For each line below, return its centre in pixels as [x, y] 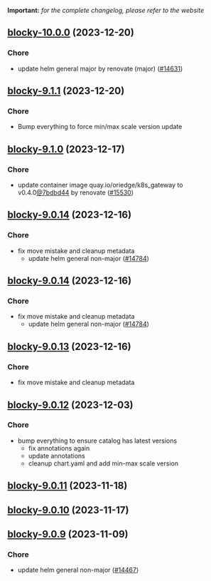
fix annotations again [59, 448]
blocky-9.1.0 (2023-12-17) [66, 149]
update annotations [56, 456]
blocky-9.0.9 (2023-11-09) [68, 534]
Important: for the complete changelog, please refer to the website [106, 10]
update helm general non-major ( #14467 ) [78, 570]
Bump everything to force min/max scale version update [100, 127]
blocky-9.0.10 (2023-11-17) [68, 510]
